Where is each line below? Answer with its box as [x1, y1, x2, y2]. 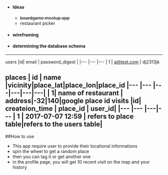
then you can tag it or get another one [12, 154, 91, 160]
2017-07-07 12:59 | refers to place [25, 112, 134, 121]
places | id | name [5, 73, 61, 82]
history [12, 164, 27, 170]
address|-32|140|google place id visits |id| [5, 97, 141, 105]
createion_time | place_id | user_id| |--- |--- [5, 105, 143, 113]
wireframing [12, 31, 39, 37]
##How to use [5, 133, 34, 139]
